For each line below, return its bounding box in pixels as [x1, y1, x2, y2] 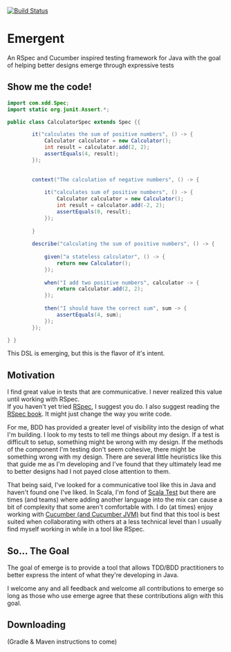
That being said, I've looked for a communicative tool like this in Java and [7, 481, 216, 489]
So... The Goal [7, 545, 70, 557]
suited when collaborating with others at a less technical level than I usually [7, 518, 222, 526]
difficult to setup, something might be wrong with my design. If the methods [7, 438, 223, 446]
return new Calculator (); [56, 260, 131, 267]
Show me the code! [7, 81, 92, 93]
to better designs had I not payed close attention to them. [7, 468, 171, 476]
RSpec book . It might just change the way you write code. [7, 409, 172, 418]
